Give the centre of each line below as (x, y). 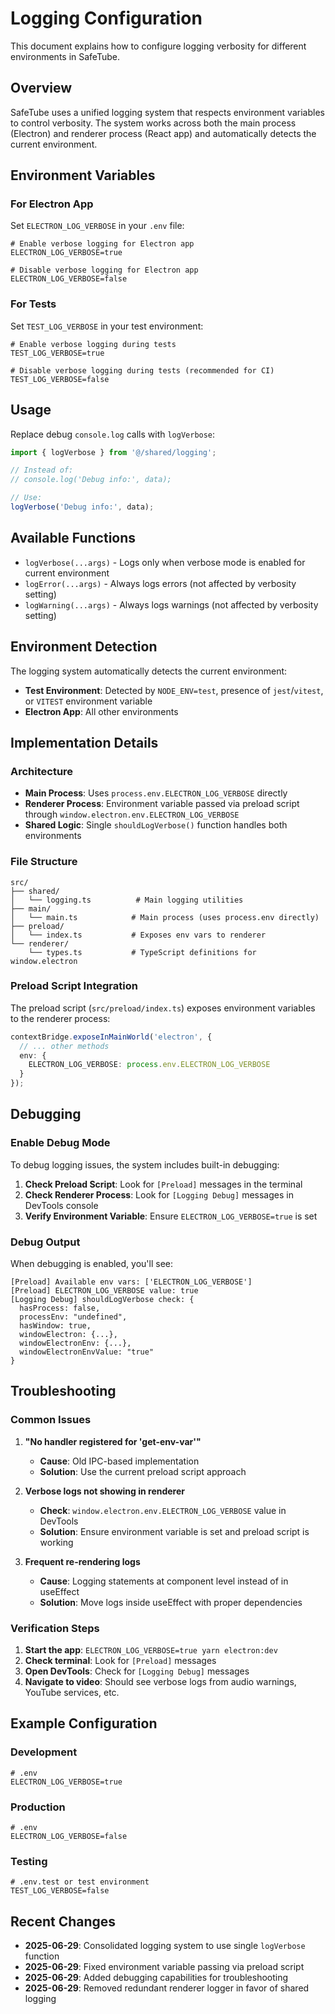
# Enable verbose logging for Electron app (102, 244)
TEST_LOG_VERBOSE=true (57, 353)
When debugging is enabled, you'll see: (91, 1264)
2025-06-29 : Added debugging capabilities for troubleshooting (156, 1978)
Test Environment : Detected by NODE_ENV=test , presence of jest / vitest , (174, 690)
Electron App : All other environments (101, 711)
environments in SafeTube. (65, 56)
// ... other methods (64, 1046)
